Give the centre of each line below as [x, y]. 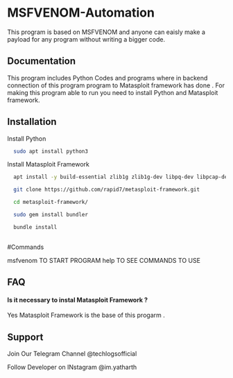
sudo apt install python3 [51, 151]
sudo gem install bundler [51, 215]
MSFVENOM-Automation [81, 13]
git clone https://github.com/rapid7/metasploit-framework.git [106, 190]
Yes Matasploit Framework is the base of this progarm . [86, 315]
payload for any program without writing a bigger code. [86, 39]
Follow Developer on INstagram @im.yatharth [72, 367]
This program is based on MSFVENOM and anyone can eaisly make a [106, 32]
